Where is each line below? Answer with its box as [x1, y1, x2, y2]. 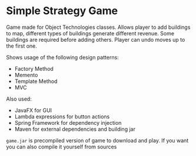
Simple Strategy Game [6, 4, 118, 18]
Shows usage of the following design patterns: [6, 54, 119, 61]
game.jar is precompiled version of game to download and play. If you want [6, 137, 189, 144]
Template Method [14, 78, 58, 85]
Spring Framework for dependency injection [14, 119, 122, 126]
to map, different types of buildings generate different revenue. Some [6, 29, 175, 36]
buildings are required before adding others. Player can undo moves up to [6, 36, 185, 43]
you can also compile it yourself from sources [6, 143, 117, 150]
